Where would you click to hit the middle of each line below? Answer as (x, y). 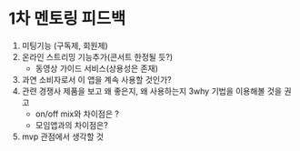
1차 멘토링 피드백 (67, 19)
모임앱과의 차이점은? (71, 125)
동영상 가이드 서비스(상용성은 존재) (96, 68)
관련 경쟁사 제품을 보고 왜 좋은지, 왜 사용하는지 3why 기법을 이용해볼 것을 (152, 91)
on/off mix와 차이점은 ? (77, 114)
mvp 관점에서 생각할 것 (63, 136)
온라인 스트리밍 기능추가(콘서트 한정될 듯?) (97, 56)
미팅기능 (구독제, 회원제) (65, 45)
